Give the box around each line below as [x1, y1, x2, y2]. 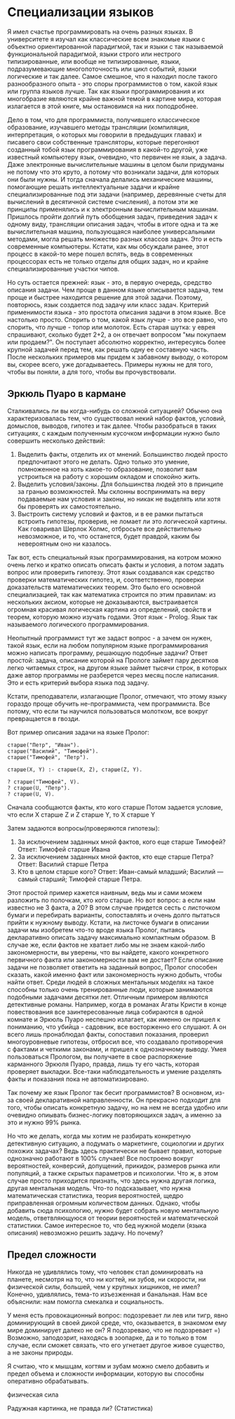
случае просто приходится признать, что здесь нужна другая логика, [7, 1176, 217, 1185]
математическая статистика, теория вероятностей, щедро [7, 1191, 184, 1199]
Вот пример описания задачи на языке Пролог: [7, 727, 149, 737]
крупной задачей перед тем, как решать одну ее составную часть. [7, 345, 209, 354]
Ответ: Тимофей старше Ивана [17, 845, 111, 853]
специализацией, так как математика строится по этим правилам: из [7, 590, 216, 598]
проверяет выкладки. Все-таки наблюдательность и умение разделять [7, 1067, 222, 1075]
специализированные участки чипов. [7, 264, 120, 273]
